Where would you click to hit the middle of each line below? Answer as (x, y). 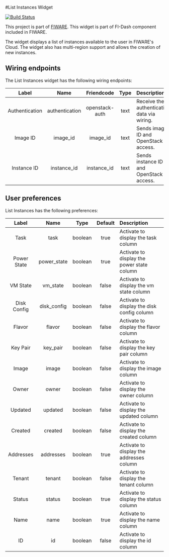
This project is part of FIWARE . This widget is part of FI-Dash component (81, 27)
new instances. (21, 53)
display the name (140, 520)
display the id (135, 540)
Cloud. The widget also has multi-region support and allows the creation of (83, 47)
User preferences (33, 198)
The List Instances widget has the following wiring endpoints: (69, 80)
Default (105, 223)
